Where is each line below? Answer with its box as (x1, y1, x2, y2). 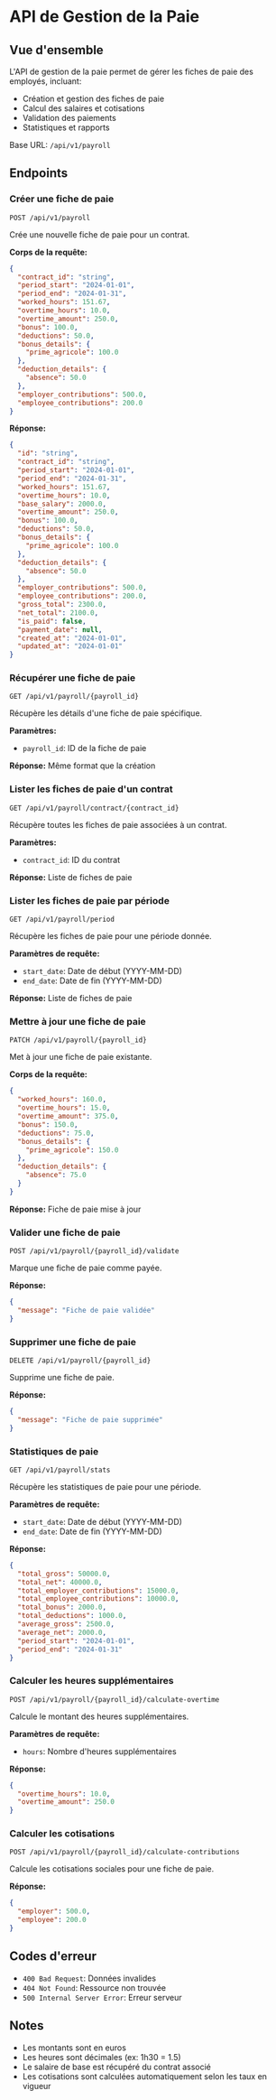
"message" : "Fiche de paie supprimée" (17, 1415, 164, 1424)
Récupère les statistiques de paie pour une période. (9, 1481, 202, 1491)
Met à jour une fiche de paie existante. (9, 1052, 152, 1063)
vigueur (22, 2080, 51, 2091)
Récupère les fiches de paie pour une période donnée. (9, 931, 212, 942)
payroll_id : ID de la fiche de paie (22, 743, 147, 754)
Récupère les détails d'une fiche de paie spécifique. (9, 708, 203, 719)
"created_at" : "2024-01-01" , (17, 634, 127, 643)
